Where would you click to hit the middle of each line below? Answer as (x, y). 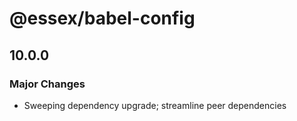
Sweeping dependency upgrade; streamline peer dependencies (155, 105)
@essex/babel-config (102, 18)
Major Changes (47, 84)
